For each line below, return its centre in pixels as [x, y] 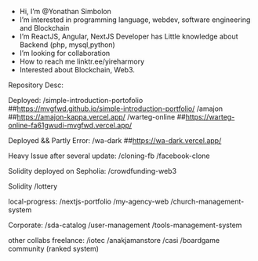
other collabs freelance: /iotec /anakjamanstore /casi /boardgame [114, 240]
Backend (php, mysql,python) [67, 45]
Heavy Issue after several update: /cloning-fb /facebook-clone [109, 156]
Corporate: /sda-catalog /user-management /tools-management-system [125, 225]
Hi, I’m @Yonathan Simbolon [65, 11]
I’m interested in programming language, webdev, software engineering [135, 20]
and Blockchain [44, 28]
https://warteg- [210, 117]
